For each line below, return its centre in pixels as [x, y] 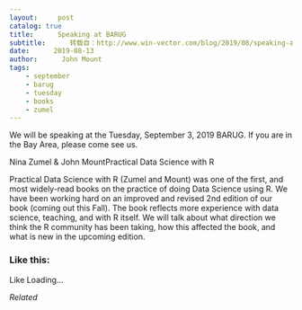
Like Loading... [37, 279]
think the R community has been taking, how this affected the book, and [142, 227]
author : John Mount [56, 59]
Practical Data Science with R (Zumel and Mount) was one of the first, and [147, 180]
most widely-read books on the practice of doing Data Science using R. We [148, 189]
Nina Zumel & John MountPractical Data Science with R [112, 162]
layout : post [42, 18]
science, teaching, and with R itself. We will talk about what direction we [142, 217]
